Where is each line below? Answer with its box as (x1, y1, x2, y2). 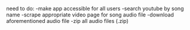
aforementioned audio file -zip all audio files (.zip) (6, 18, 129, 24)
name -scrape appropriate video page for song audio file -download (6, 11, 174, 18)
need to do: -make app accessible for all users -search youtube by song (6, 5, 184, 12)
